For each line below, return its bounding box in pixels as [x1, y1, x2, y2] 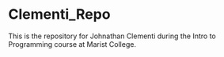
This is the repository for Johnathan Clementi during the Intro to [8, 31, 216, 41]
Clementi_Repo [8, 5, 111, 23]
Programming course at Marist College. [8, 39, 137, 48]
